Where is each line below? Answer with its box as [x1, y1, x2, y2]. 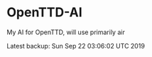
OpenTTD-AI [6, 4, 82, 21]
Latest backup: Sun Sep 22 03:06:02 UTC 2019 [6, 41, 145, 50]
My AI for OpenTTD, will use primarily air [6, 28, 125, 36]
